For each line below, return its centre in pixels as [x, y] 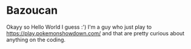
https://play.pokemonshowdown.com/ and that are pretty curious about [95, 33]
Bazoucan [32, 10]
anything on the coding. [36, 39]
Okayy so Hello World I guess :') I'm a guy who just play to [79, 27]
